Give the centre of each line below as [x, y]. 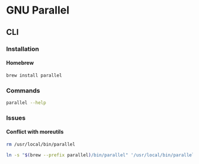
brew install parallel [34, 75]
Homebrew [20, 63]
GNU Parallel [38, 10]
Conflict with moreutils [35, 132]
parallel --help [26, 103]
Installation [23, 49]
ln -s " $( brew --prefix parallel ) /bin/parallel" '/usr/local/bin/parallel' [102, 155]
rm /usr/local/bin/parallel [41, 144]
